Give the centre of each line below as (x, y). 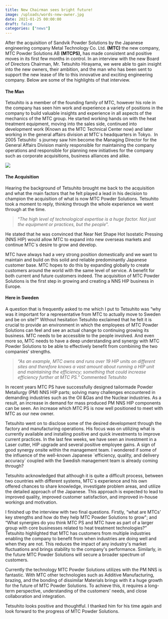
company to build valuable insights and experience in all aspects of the (78, 113)
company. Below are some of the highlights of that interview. (68, 80)
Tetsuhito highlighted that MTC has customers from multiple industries (78, 533)
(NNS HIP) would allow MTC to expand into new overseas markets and (78, 239)
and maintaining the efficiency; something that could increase (82, 372)
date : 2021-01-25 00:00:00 (33, 19)
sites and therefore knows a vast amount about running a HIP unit (86, 366)
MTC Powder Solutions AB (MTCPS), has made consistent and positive (78, 54)
